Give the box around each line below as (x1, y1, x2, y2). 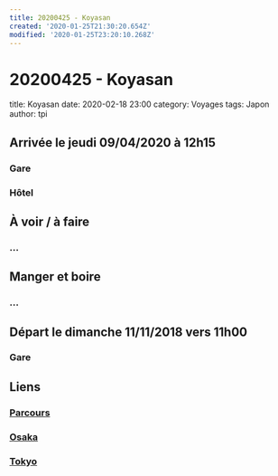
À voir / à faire (9, 214, 90, 229)
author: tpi (9, 109, 48, 119)
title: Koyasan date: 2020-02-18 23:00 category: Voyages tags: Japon (9, 99, 270, 109)
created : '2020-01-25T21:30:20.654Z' (9, 22, 152, 31)
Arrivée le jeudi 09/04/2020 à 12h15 (9, 135, 217, 150)
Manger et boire (9, 269, 101, 285)
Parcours (9, 406, 51, 419)
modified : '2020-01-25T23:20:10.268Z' (9, 30, 155, 39)
